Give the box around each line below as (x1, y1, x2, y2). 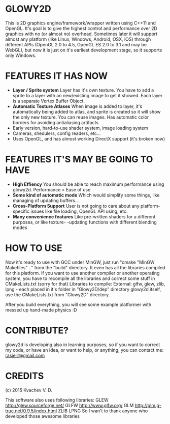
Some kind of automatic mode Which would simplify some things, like (12, 192, 160, 198)
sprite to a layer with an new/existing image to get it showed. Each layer (12, 92, 163, 98)
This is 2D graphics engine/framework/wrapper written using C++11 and (5, 20, 156, 26)
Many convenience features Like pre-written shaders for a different (12, 213, 156, 219)
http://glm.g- (134, 402, 161, 408)
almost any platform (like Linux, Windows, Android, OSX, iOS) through (5, 36, 151, 42)
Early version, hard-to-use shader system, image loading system (12, 125, 148, 131)
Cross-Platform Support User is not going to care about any (12, 203, 140, 209)
